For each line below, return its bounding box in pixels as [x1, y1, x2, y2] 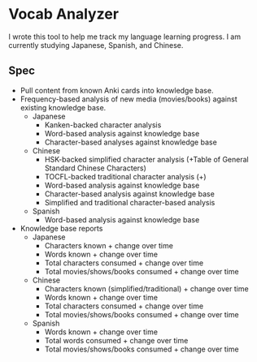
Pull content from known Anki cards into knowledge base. [20, 85, 214, 95]
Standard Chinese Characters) [44, 163, 146, 173]
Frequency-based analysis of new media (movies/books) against [20, 94, 237, 104]
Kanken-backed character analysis [44, 119, 162, 130]
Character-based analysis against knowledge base [44, 188, 216, 199]
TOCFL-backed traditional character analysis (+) [44, 171, 207, 181]
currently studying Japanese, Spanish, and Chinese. [8, 40, 184, 50]
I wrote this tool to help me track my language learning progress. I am [8, 32, 242, 41]
